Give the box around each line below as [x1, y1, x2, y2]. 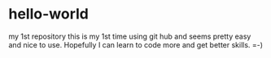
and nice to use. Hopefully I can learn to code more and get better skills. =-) [8, 39, 263, 49]
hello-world [8, 5, 90, 23]
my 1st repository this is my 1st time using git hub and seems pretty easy [8, 31, 251, 41]
